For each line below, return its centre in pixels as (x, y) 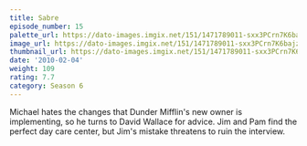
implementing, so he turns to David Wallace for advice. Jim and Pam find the (153, 121)
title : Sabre (34, 18)
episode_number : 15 (47, 26)
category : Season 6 (47, 86)
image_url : (30, 43)
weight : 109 (32, 69)
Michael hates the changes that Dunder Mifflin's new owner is (126, 111)
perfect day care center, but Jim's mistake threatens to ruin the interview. (148, 131)
